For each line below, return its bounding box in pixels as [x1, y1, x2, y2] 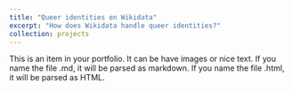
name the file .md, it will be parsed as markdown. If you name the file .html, [9, 63, 285, 73]
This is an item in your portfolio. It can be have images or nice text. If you [9, 54, 276, 64]
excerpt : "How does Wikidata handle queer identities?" [9, 21, 221, 30]
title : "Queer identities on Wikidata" [9, 12, 158, 22]
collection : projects [9, 29, 90, 38]
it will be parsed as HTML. [9, 72, 105, 83]
